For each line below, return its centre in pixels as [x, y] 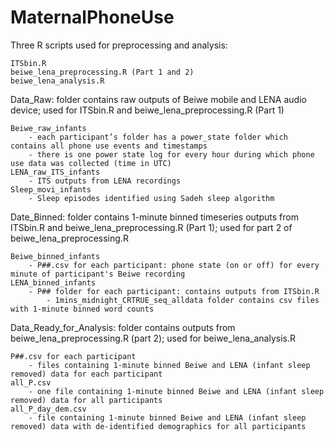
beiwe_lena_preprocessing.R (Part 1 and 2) [102, 72]
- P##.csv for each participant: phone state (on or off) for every [174, 265]
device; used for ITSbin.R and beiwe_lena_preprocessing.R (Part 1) [147, 110]
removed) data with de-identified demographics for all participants [158, 426]
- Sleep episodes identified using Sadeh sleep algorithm [151, 198]
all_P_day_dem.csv [48, 409]
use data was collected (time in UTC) [91, 163]
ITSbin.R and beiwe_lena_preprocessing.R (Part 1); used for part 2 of [151, 227]
